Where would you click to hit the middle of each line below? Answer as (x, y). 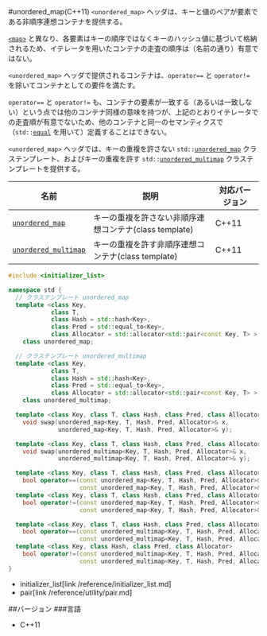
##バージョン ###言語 (44, 609)
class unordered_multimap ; (67, 401)
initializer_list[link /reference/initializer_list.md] (95, 584)
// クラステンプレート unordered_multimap (81, 356)
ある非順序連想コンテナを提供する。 (68, 21)
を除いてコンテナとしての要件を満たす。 (74, 85)
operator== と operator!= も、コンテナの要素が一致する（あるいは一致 (123, 102)
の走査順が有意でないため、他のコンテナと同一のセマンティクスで (116, 122)
